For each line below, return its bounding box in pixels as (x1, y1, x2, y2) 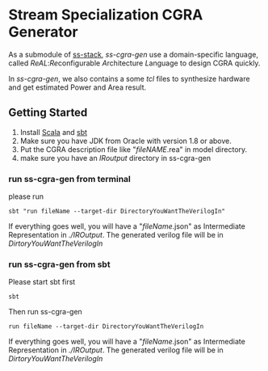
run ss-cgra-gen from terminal (8, 173, 132, 184)
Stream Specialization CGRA (8, 6, 203, 24)
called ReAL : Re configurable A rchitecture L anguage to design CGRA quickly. (8, 58, 261, 68)
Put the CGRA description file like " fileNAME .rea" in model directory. (19, 144, 248, 154)
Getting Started (8, 106, 88, 120)
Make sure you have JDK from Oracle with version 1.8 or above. (19, 136, 232, 145)
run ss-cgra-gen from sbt (8, 259, 111, 270)
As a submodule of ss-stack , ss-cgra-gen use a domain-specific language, (8, 49, 258, 59)
